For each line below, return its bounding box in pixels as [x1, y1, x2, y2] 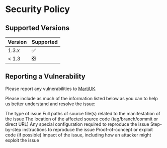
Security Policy [5, 4, 70, 15]
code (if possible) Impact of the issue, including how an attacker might [5, 132, 151, 138]
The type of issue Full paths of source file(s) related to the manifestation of [5, 110, 160, 116]
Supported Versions [5, 24, 69, 32]
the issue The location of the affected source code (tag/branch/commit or [5, 116, 158, 122]
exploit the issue [5, 137, 39, 143]
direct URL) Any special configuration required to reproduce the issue [5, 121, 149, 127]
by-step [5, 126, 22, 132]
